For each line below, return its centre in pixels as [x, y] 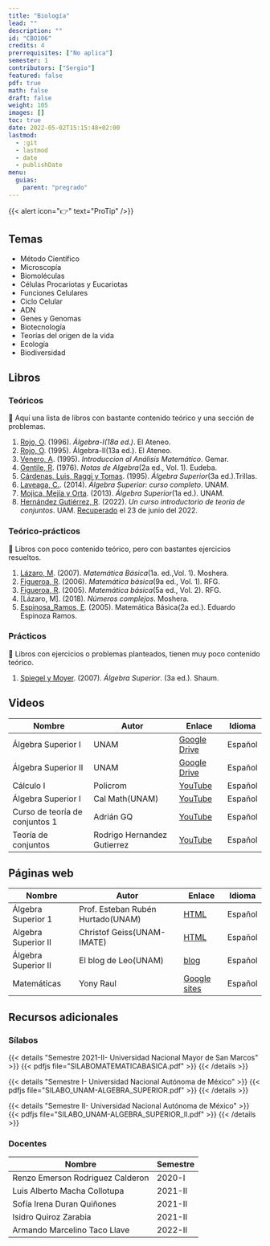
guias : [27, 180]
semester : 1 [28, 61]
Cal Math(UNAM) [126, 799]
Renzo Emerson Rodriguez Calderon [81, 1178]
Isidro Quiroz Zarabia [52, 1217]
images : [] [27, 113]
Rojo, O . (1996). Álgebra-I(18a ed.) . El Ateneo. [95, 442]
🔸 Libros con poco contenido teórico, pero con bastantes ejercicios [120, 549]
